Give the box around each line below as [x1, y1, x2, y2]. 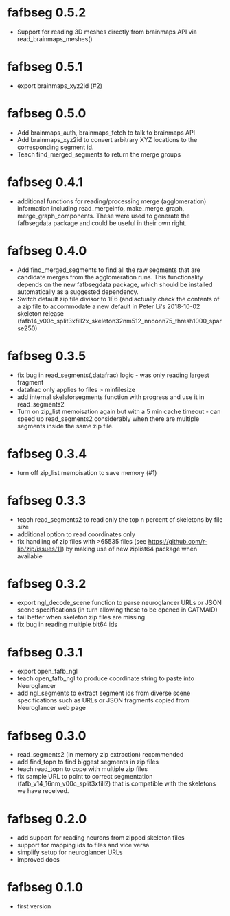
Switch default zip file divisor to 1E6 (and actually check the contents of [16, 295, 220, 303]
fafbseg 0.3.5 [7, 348, 87, 363]
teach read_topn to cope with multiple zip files [16, 765, 148, 773]
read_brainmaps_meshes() [16, 34, 93, 43]
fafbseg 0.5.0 [7, 106, 87, 122]
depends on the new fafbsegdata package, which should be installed [16, 280, 213, 288]
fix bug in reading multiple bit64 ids [16, 620, 118, 629]
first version [16, 902, 51, 911]
